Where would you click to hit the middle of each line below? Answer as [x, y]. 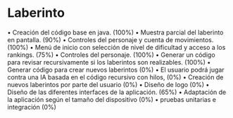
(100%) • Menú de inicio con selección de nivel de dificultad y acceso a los [116, 47]
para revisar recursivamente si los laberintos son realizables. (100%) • [109, 62]
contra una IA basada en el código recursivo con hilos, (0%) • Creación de [115, 77]
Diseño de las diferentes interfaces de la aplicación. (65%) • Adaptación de [117, 92]
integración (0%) [32, 107]
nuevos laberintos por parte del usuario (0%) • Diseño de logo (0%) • [108, 84]
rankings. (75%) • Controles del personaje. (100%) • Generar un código [112, 55]
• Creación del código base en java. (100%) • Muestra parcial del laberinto [115, 32]
